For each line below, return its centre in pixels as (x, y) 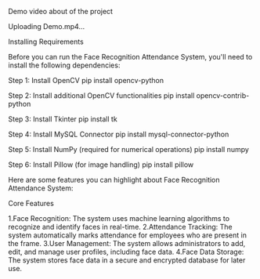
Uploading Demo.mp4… (46, 26)
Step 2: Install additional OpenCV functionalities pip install (101, 96)
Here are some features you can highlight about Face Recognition (114, 180)
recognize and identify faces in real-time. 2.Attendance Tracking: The (120, 227)
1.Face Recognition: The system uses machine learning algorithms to (119, 218)
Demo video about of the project (61, 11)
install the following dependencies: (64, 65)
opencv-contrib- (223, 96)
